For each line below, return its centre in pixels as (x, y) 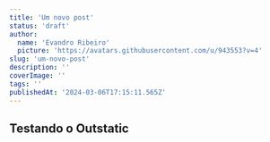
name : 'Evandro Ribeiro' (64, 42)
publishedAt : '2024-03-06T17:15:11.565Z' (88, 92)
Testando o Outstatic (69, 128)
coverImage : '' (38, 76)
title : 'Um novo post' (52, 17)
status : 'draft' (39, 26)
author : (24, 34)
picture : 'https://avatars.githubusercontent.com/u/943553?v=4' (140, 51)
